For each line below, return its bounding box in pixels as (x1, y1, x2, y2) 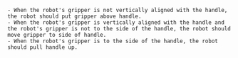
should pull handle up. (7, 44, 78, 51)
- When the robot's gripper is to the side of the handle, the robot (7, 37, 219, 45)
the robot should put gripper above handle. (7, 13, 142, 20)
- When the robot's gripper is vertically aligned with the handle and (7, 19, 224, 26)
